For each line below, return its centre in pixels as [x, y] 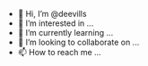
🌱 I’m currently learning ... [65, 33]
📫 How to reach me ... [59, 52]
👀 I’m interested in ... [56, 23]
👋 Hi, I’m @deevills [52, 14]
